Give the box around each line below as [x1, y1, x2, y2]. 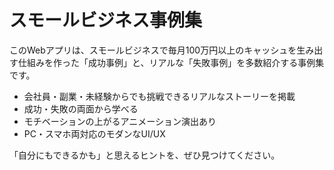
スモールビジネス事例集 [9, 9, 203, 32]
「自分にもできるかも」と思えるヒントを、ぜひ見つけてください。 [9, 149, 281, 161]
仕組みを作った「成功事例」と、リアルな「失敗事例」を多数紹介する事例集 [17, 56, 325, 68]
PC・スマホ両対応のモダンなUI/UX [23, 127, 166, 140]
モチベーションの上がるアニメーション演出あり [23, 115, 217, 127]
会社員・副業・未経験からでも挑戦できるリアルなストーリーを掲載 [23, 90, 296, 102]
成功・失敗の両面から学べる [23, 102, 139, 115]
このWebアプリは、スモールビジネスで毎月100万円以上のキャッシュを [9, 44, 297, 56]
